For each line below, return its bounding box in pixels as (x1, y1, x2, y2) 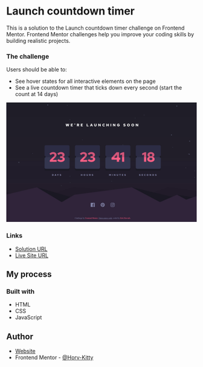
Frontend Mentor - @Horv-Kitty (14, 354, 94, 361)
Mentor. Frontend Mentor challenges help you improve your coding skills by (6, 30, 195, 37)
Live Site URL (14, 252, 49, 259)
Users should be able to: (6, 66, 68, 73)
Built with (6, 287, 35, 296)
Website (14, 348, 36, 355)
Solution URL (14, 245, 48, 252)
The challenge (6, 52, 50, 60)
